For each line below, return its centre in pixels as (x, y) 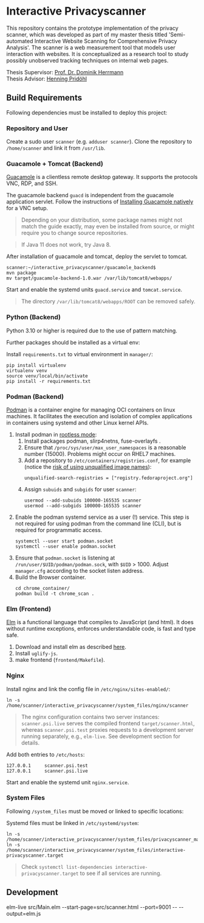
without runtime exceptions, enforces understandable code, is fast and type (101, 629)
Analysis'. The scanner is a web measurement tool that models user (91, 47)
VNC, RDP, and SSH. (32, 183)
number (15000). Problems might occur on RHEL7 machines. (100, 454)
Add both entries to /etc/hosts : (46, 754)
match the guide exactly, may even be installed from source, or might (108, 226)
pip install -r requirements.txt (49, 381)
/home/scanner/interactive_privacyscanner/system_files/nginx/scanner (97, 705)
